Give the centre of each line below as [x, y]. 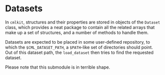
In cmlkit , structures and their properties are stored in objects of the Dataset [83, 22]
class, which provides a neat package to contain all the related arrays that [80, 27]
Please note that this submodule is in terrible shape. [58, 67]
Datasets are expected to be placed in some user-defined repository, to [78, 42]
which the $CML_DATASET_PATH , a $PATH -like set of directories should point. [79, 47]
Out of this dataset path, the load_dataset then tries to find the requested [79, 52]
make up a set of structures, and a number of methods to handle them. [77, 32]
